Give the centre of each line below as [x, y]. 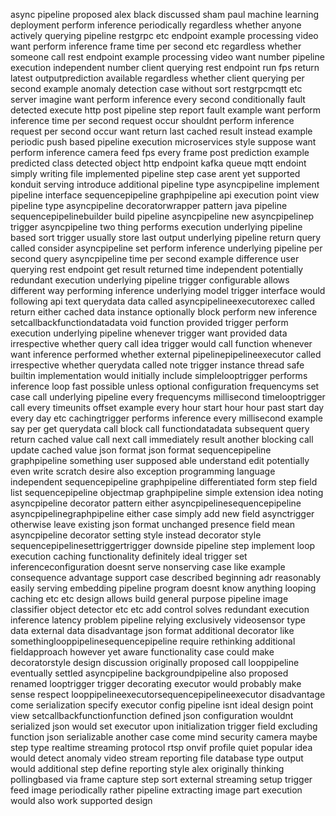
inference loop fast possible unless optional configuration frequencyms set [165, 386]
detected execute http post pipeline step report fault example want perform [166, 110]
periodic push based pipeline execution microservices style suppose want [163, 142]
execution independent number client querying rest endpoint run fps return [165, 67]
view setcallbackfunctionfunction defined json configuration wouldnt [152, 715]
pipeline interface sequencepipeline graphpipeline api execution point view [165, 195]
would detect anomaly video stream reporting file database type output [157, 758]
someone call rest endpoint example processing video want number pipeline [167, 57]
